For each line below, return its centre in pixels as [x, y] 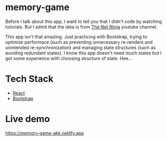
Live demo [28, 119]
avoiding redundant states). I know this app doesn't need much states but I [83, 53]
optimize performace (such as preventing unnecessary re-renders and [79, 42]
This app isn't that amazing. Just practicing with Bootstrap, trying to [76, 37]
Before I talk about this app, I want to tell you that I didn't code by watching [84, 21]
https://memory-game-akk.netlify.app [45, 133]
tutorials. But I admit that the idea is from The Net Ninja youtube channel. [81, 26]
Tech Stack [29, 79]
